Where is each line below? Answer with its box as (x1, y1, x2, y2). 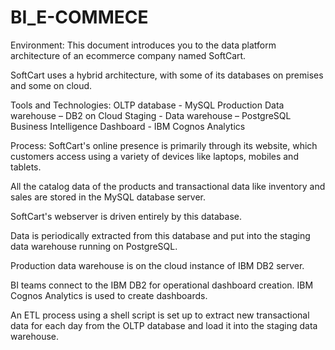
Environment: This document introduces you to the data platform (10, 39, 277, 51)
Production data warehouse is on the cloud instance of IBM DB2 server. (10, 259, 305, 271)
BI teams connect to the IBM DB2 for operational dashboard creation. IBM (10, 279, 314, 291)
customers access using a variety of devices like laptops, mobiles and (10, 150, 299, 162)
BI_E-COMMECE (10, 6, 149, 29)
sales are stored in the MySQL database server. (10, 191, 206, 203)
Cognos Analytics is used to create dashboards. (10, 289, 208, 301)
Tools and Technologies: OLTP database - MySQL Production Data (10, 99, 285, 111)
